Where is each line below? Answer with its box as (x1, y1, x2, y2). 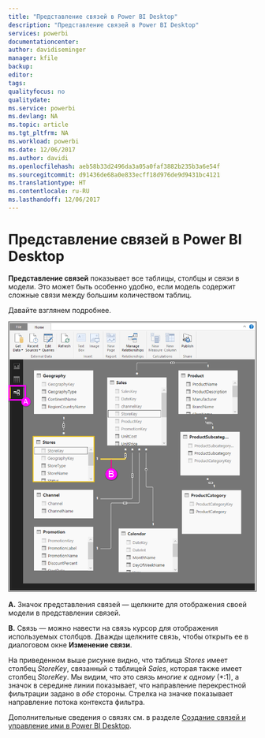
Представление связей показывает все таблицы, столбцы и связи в (8, 273, 240, 283)
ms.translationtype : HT (8, 179, 87, 187)
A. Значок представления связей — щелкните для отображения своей (8, 599, 247, 609)
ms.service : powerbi (8, 104, 77, 112)
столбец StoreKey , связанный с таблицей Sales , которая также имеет (8, 663, 242, 673)
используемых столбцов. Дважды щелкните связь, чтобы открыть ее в (8, 632, 248, 641)
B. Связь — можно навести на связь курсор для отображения (8, 623, 218, 632)
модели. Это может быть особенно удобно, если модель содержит (8, 281, 236, 291)
